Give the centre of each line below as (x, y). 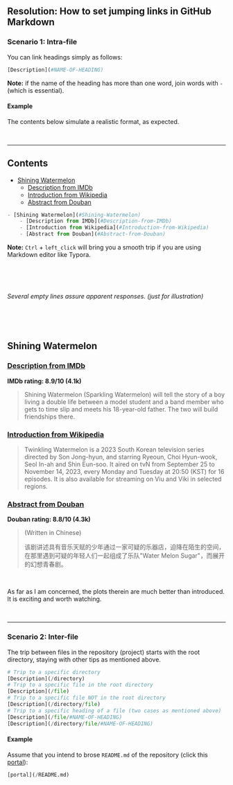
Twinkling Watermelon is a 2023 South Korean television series (114, 450)
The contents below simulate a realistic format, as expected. (93, 121)
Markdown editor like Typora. (49, 255)
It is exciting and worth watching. (54, 599)
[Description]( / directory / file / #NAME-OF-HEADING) (80, 723)
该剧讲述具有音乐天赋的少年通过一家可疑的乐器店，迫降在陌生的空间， (124, 547)
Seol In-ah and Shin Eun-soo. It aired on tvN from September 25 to (119, 464)
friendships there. (49, 416)
